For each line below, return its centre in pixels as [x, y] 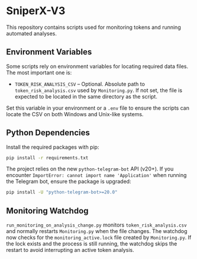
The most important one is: [39, 73]
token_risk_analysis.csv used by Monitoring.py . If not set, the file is [98, 90]
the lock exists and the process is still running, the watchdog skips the [92, 244]
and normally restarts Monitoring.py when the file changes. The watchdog [97, 231]
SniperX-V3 [36, 11]
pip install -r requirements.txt [47, 158]
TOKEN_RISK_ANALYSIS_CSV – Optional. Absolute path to [80, 84]
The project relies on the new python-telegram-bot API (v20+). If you [90, 169]
